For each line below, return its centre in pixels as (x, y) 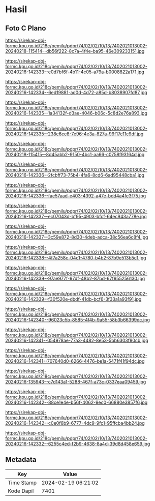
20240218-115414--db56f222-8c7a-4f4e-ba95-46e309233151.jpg (75, 51)
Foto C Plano (26, 28)
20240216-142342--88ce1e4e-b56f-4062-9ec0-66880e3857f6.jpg (76, 402)
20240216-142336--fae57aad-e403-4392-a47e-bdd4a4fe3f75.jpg (76, 196)
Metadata (21, 460)
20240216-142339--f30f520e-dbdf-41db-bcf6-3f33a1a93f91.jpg (73, 299)
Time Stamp (22, 483)
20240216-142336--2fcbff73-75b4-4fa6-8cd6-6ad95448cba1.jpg (75, 175)
